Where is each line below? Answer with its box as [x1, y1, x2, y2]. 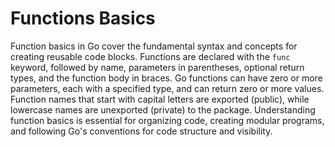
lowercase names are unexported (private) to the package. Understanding [10, 103, 316, 116]
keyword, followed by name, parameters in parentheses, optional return [10, 61, 305, 73]
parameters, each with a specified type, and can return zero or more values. [10, 82, 325, 94]
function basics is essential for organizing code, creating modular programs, [10, 114, 325, 126]
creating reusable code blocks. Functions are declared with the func [10, 50, 291, 62]
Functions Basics [10, 7, 156, 30]
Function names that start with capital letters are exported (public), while [10, 93, 310, 105]
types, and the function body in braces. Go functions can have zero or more [10, 72, 323, 84]
